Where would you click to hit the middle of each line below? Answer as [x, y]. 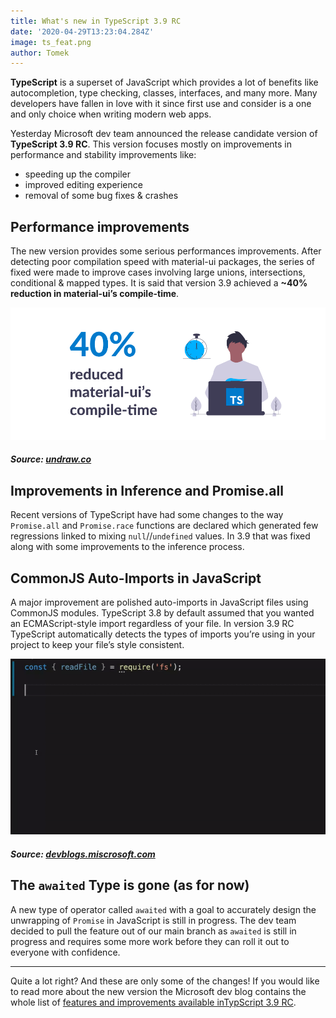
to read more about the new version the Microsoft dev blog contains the [158, 991]
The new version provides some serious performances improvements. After [166, 251]
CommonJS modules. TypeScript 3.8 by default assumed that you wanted [162, 612]
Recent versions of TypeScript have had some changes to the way [147, 515]
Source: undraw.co [51, 459]
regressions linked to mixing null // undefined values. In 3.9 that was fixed [160, 536]
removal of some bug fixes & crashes [101, 196]
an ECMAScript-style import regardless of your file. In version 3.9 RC [152, 623]
